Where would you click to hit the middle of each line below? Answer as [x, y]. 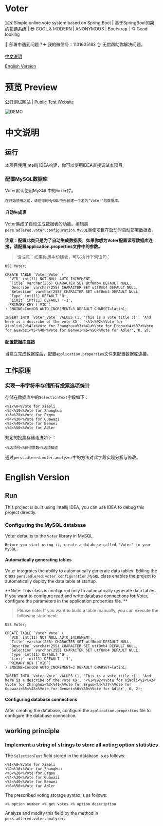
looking [13, 34]
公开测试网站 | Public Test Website [40, 102]
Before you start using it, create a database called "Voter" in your [78, 545]
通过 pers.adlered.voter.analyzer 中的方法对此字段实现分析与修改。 [73, 457]
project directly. [21, 513]
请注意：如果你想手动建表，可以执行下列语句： [64, 257]
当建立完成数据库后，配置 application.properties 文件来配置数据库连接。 [78, 354]
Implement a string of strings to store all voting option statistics [81, 745]
